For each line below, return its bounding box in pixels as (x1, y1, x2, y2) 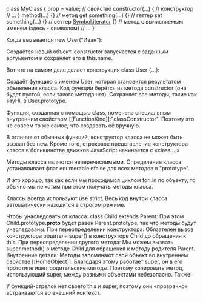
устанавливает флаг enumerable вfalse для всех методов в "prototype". (6, 165, 190, 172)
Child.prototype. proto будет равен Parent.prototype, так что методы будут (6, 220, 196, 226)
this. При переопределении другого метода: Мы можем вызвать (6, 239, 174, 246)
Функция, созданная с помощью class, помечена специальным (6, 109, 171, 116)
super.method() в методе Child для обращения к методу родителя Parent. (6, 245, 196, 252)
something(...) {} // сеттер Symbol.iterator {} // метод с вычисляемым (6, 18, 184, 25)
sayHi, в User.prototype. (6, 97, 67, 104)
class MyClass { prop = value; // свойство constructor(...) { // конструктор (6, 5, 194, 12)
